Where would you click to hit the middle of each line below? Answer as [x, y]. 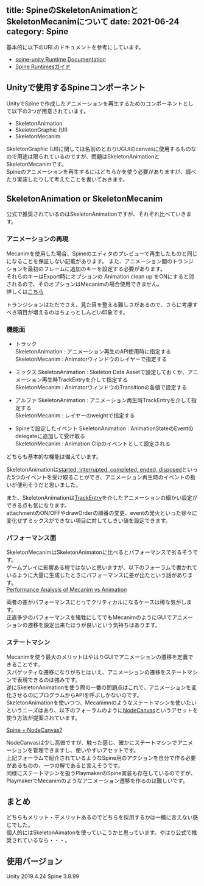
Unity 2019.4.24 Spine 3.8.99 [43, 876]
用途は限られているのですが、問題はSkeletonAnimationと [88, 156]
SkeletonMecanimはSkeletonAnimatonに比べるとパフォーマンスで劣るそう [100, 552]
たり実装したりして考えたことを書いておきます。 [67, 179]
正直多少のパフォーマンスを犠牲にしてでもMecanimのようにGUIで [89, 617]
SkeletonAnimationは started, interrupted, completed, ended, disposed [94, 470]
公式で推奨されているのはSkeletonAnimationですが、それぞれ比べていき [96, 214]
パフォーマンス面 [31, 537]
